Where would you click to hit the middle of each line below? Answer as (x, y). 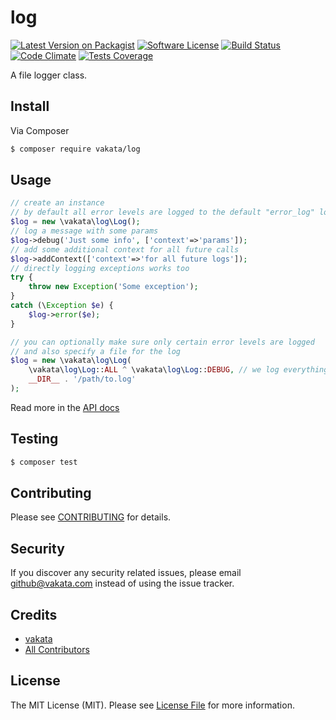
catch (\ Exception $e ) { (62, 306)
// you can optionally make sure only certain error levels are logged (162, 342)
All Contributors (57, 650)
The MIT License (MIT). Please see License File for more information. (152, 705)
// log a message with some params (84, 231)
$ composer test (44, 462)
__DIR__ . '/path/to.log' (82, 379)
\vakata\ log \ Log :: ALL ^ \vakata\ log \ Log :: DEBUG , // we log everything (178, 370)
